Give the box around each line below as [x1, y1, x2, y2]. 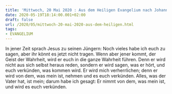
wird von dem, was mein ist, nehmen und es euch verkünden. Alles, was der [5, 73, 166, 79]
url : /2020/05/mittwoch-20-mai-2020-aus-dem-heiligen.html [5, 22, 134, 27]
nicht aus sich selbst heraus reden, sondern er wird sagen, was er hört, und [5, 62, 165, 68]
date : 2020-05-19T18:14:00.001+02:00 [5, 12, 86, 17]
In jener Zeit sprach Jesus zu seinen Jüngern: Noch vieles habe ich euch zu [5, 46, 165, 51]
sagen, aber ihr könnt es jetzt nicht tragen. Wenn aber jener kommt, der [5, 51, 156, 57]
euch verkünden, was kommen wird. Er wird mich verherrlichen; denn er [5, 67, 158, 73]
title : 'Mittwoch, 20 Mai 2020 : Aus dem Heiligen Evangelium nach [5, 7, 153, 13]
